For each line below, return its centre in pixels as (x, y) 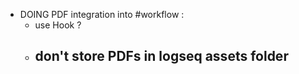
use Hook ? (58, 25)
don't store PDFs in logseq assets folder (161, 56)
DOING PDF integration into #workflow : (102, 14)
